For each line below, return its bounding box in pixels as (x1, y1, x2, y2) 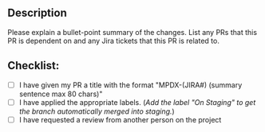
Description (7, 6, 67, 20)
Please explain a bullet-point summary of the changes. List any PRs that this (7, 27, 257, 37)
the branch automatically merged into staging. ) (18, 107, 175, 116)
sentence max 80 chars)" (18, 89, 103, 99)
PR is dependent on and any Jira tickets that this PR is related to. (7, 36, 220, 45)
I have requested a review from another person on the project (18, 115, 222, 124)
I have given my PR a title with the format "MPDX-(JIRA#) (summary (18, 80, 243, 90)
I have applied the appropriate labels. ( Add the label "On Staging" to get (18, 97, 256, 107)
